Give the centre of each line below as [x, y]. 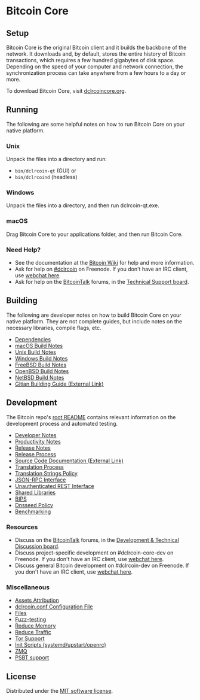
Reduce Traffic [33, 632]
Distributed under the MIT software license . [60, 691]
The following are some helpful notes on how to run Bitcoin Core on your [96, 124]
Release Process [36, 454]
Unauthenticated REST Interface [54, 486]
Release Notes [33, 448]
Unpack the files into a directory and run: [57, 159]
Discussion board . [37, 546]
